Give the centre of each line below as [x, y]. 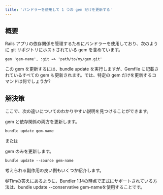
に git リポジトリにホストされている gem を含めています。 [64, 50]
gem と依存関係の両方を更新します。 [42, 122]
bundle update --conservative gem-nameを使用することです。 [81, 187]
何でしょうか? [36, 81]
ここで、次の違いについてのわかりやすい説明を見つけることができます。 [78, 111]
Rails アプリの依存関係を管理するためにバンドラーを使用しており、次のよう [82, 44]
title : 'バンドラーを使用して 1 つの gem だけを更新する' [59, 10]
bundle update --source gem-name [39, 161]
